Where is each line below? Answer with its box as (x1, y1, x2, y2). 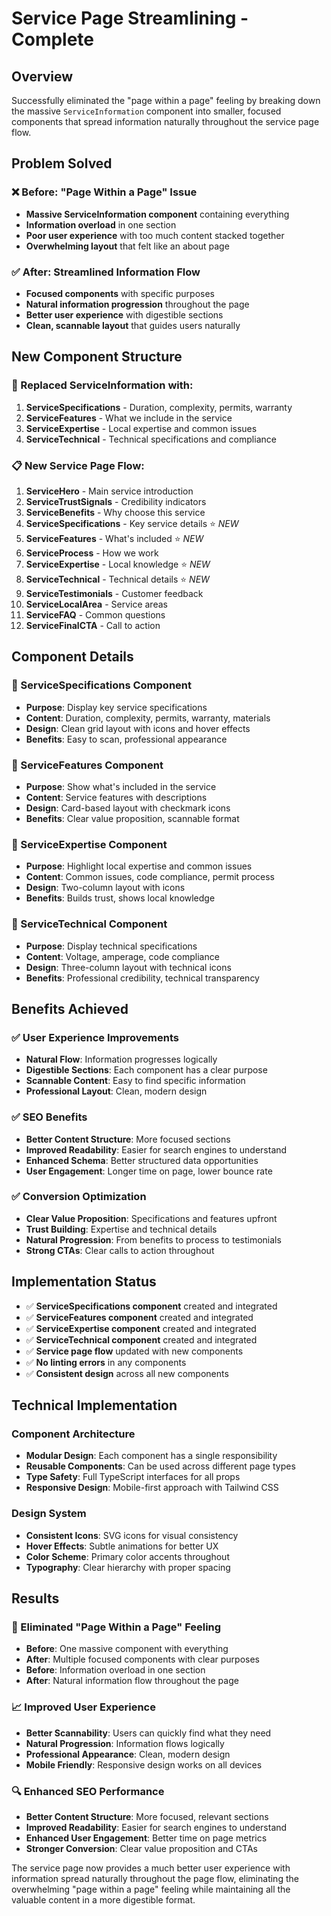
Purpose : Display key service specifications (25, 701, 208, 713)
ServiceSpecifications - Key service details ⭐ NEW (25, 517, 239, 529)
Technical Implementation (11, 1397, 178, 1414)
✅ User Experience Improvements (11, 1030, 179, 1044)
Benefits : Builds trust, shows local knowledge (25, 892, 216, 904)
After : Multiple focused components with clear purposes (25, 1653, 260, 1666)
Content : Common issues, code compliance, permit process (25, 871, 276, 883)
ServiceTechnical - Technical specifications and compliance (25, 433, 277, 445)
